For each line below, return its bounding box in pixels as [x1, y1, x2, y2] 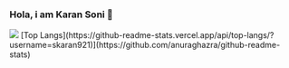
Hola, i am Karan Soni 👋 [9, 8, 113, 21]
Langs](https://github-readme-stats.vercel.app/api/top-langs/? [39, 30, 275, 41]
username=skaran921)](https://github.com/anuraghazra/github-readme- [9, 40, 281, 51]
